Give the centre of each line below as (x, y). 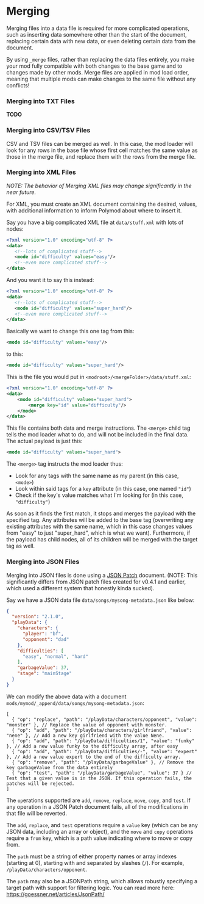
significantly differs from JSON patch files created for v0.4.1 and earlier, (96, 582)
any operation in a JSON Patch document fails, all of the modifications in (97, 806)
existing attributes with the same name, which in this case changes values (99, 527)
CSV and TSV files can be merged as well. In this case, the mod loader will (100, 143)
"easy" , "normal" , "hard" (55, 656)
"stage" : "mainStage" (44, 674)
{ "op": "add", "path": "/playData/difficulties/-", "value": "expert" (105, 751)
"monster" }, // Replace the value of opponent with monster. (87, 725)
